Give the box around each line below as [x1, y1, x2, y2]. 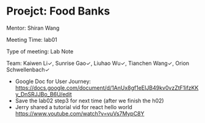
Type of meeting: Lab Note [6, 47, 74, 55]
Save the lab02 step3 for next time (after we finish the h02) [15, 97, 164, 104]
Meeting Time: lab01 [6, 36, 57, 43]
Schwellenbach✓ [6, 65, 50, 73]
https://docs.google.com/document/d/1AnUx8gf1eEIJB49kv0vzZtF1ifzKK [15, 84, 199, 91]
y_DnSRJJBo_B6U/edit [15, 90, 72, 98]
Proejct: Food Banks [6, 4, 110, 18]
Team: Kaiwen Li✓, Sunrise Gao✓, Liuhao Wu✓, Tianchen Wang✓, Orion [6, 59, 190, 67]
